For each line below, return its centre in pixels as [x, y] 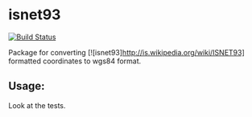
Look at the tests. [37, 105]
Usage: [27, 86]
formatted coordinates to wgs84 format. [75, 61]
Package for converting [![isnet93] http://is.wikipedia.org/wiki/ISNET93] [127, 52]
